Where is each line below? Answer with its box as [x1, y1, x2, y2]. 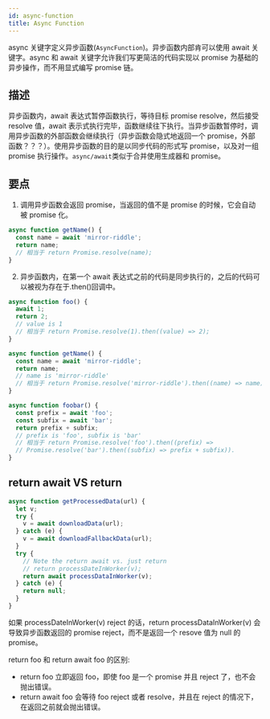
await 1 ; [15, 305, 45, 314]
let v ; [15, 504, 38, 513]
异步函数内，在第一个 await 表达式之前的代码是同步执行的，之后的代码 [19, 271, 253, 281]
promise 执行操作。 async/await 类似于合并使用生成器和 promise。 [8, 151, 226, 161]
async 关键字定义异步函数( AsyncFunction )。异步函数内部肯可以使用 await [8, 42, 250, 52]
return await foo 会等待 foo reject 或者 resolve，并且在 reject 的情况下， [19, 692, 259, 701]
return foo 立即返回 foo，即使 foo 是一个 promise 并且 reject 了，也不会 [19, 672, 256, 681]
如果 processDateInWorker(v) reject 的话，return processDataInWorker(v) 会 [8, 617, 261, 627]
